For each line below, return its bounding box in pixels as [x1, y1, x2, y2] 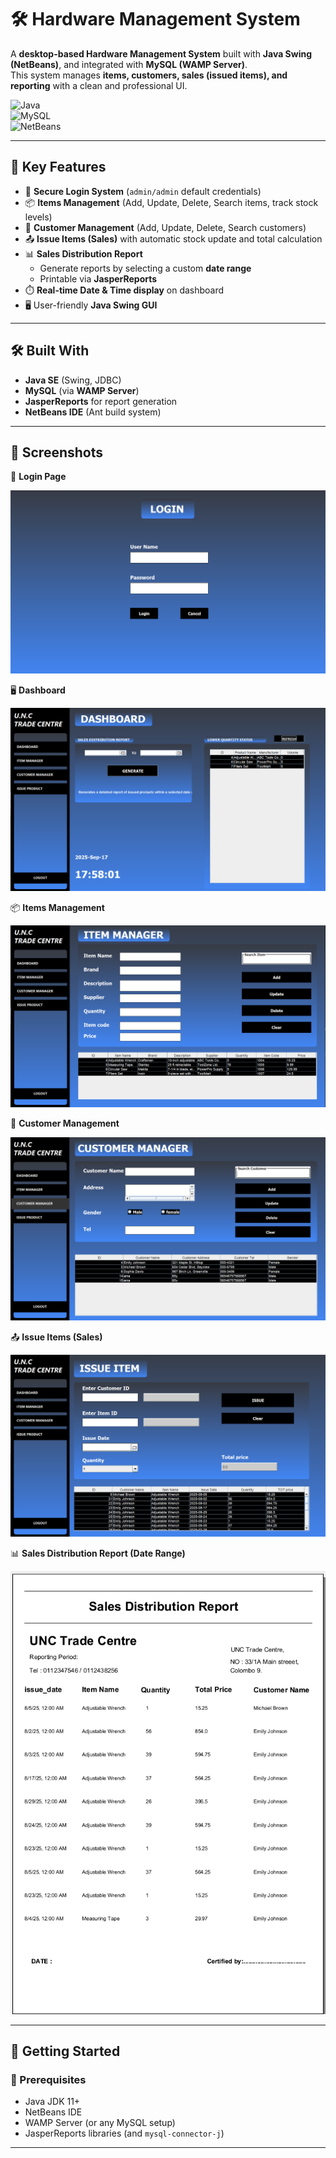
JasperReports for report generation [24, 395, 178, 407]
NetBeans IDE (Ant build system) [24, 406, 162, 418]
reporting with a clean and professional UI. [10, 79, 188, 91]
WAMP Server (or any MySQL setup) [24, 2117, 176, 2129]
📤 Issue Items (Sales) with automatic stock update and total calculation [24, 232, 323, 245]
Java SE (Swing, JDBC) [24, 374, 122, 386]
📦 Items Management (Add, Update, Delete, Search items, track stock [24, 196, 319, 208]
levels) [24, 211, 53, 223]
